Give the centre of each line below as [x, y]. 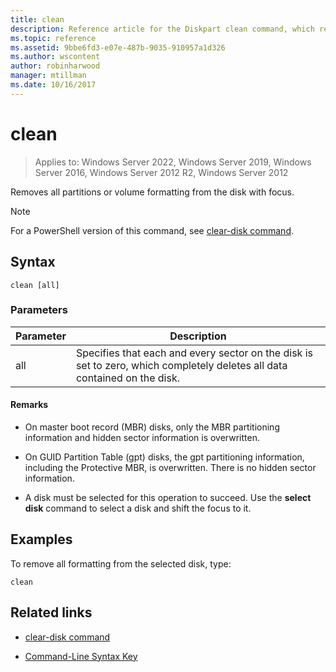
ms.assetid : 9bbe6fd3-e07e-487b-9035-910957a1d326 [118, 47]
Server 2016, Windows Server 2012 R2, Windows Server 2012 [161, 172]
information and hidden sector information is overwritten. [142, 437]
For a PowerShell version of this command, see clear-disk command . [152, 230]
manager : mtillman [48, 76]
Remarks [29, 405]
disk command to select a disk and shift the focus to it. [138, 508]
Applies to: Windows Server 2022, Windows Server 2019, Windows [173, 162]
